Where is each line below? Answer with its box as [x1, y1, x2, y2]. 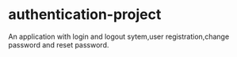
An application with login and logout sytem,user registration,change [8, 32, 230, 41]
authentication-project [8, 6, 162, 24]
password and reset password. [8, 40, 109, 49]
